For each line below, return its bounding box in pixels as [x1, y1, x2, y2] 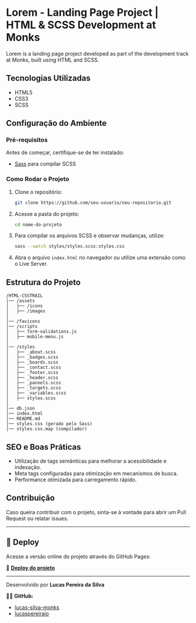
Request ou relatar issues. [6, 515, 69, 522]
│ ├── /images [6, 308, 45, 314]
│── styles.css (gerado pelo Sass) [6, 421, 93, 427]
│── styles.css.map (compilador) [6, 426, 87, 432]
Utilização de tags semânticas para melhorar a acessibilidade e [14, 457, 167, 464]
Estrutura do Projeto [6, 277, 81, 287]
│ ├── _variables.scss [6, 390, 66, 396]
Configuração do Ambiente [6, 118, 107, 128]
